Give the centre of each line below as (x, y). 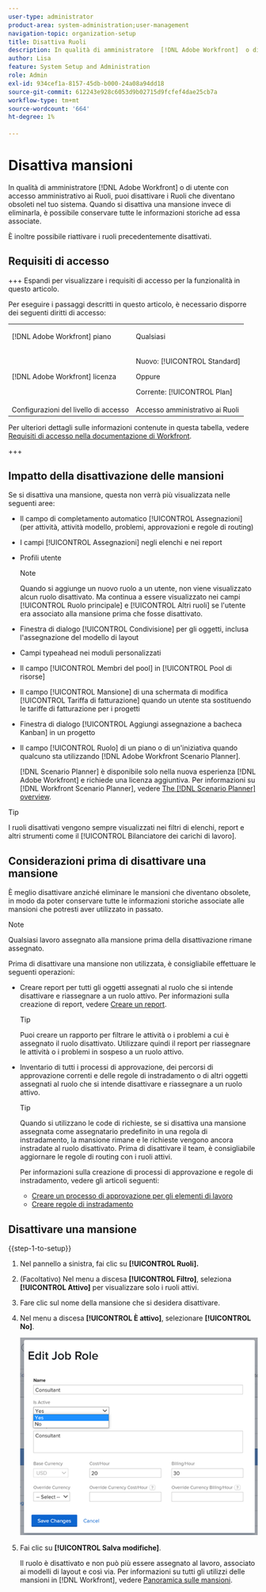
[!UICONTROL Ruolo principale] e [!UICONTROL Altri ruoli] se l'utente (133, 605)
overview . (35, 797)
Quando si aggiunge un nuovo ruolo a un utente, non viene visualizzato (135, 588)
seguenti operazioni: (42, 972)
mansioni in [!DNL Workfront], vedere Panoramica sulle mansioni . (126, 1580)
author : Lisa (30, 59)
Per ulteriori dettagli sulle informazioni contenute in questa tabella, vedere (129, 427)
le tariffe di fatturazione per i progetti (80, 709)
